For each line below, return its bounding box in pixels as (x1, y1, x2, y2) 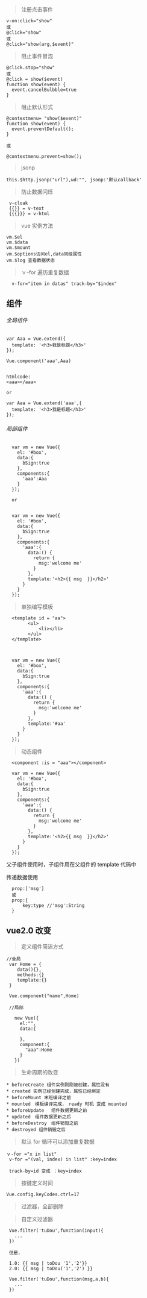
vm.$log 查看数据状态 (6, 257, 55, 263)
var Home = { (8, 961, 42, 967)
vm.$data (6, 239, 28, 245)
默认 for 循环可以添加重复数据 (20, 1138, 95, 1145)
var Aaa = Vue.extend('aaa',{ (6, 400, 83, 406)
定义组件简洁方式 (20, 942, 64, 950)
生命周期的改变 (20, 1068, 58, 1076)
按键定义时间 (20, 1179, 53, 1187)
